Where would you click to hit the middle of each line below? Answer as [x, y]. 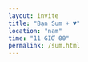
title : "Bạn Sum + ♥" [44, 23]
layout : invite [34, 16]
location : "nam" [35, 31]
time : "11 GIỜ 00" [39, 38]
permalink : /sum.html [44, 46]
